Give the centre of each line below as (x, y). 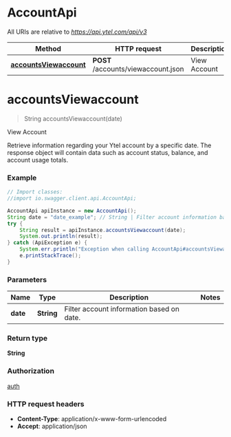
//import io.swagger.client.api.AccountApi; (72, 199)
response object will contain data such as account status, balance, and (108, 152)
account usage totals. (38, 160)
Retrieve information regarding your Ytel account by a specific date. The (109, 145)
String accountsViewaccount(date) (73, 118)
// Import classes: (35, 192)
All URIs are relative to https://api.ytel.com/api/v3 (77, 32)
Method (48, 48)
